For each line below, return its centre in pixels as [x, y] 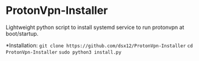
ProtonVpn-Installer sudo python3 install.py [64, 52]
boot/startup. [22, 33]
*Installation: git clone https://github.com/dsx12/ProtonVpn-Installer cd [99, 45]
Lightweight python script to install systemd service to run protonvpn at [95, 27]
